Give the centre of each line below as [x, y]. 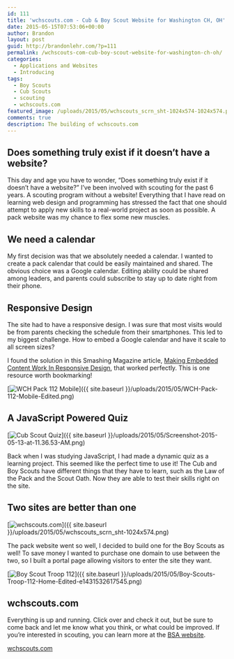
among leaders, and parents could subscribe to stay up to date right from [112, 278]
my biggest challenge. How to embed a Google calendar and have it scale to [117, 339]
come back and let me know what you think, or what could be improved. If [114, 628]
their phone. [25, 286]
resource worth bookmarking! [50, 375]
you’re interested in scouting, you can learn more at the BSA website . [107, 635]
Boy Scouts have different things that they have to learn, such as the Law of [116, 471]
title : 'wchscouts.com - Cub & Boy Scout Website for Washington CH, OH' [117, 20]
